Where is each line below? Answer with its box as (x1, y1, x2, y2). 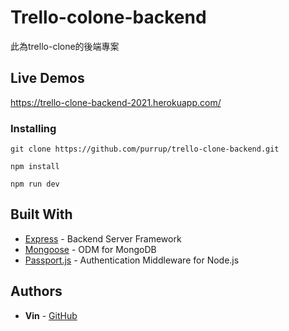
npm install (10, 162, 60, 172)
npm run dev (10, 179, 60, 190)
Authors (10, 283, 63, 300)
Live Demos (10, 70, 85, 87)
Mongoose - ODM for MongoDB (24, 243, 157, 255)
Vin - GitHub (24, 309, 78, 321)
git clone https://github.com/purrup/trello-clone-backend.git (10, 144, 280, 155)
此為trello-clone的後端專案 (10, 40, 120, 52)
